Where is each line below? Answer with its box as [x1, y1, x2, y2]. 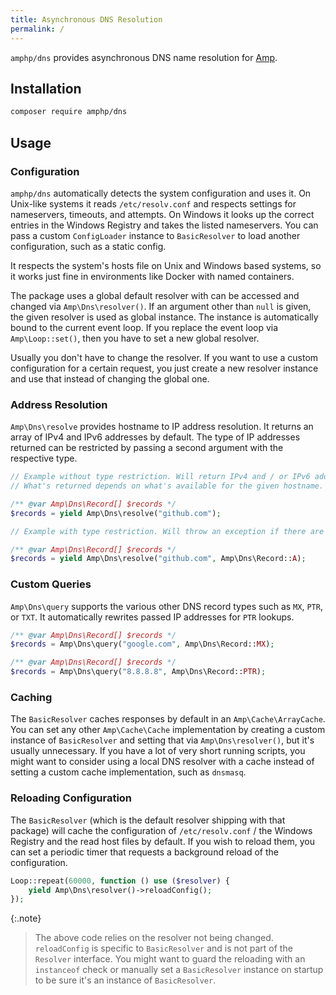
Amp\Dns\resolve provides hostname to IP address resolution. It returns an [10, 421, 314, 433]
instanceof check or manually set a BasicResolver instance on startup [34, 964, 324, 976]
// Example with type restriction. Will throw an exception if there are [10, 526, 325, 536]
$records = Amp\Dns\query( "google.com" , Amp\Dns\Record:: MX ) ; [10, 639, 275, 650]
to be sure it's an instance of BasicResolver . [34, 974, 217, 986]
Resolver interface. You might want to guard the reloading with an [34, 953, 306, 965]
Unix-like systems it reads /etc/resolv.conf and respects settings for [10, 197, 297, 210]
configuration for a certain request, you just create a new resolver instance [10, 362, 319, 374]
